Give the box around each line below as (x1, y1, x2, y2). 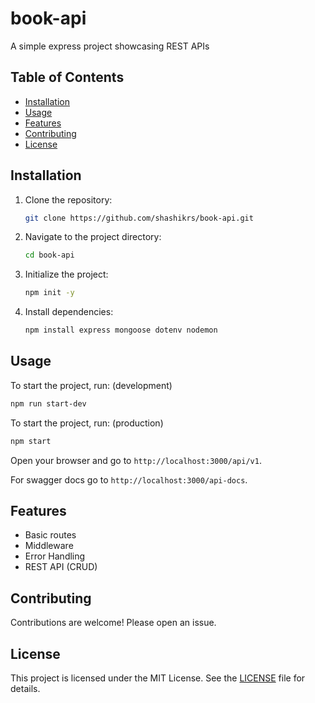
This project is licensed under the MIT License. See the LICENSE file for (10, 672, 306, 684)
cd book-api (24, 250, 75, 261)
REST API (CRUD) (24, 561, 98, 573)
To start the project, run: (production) (10, 417, 164, 429)
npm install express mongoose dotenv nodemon (24, 325, 218, 336)
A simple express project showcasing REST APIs (10, 40, 210, 52)
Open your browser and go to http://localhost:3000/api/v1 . (10, 454, 262, 466)
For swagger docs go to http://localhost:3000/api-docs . (10, 473, 248, 486)
